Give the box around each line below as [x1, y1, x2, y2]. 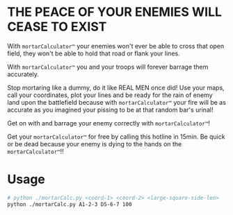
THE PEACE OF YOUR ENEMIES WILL [7, 4, 223, 20]
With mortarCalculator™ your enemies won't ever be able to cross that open [7, 42, 225, 50]
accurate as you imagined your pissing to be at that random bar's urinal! [7, 105, 214, 114]
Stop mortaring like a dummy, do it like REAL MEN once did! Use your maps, [7, 83, 225, 92]
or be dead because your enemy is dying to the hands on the [7, 139, 182, 148]
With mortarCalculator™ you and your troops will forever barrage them [7, 62, 209, 71]
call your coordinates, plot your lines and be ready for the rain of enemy [7, 91, 214, 99]
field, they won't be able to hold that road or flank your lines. [7, 49, 180, 58]
